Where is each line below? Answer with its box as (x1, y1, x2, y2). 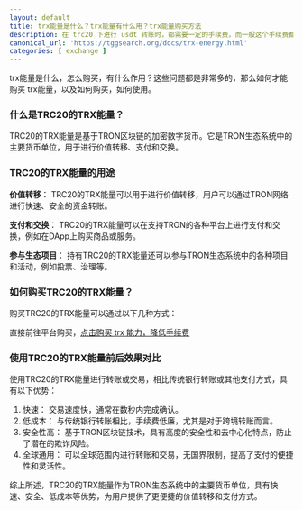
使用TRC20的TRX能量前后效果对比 (9, 351, 161, 364)
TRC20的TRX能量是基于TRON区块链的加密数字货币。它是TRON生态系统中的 (9, 131, 293, 141)
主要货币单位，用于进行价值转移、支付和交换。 (9, 141, 183, 153)
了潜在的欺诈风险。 (22, 438, 95, 449)
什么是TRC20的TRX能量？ (9, 109, 124, 122)
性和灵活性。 (22, 460, 70, 471)
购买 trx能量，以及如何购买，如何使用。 (9, 84, 156, 95)
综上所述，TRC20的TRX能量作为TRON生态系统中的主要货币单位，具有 (9, 479, 271, 491)
